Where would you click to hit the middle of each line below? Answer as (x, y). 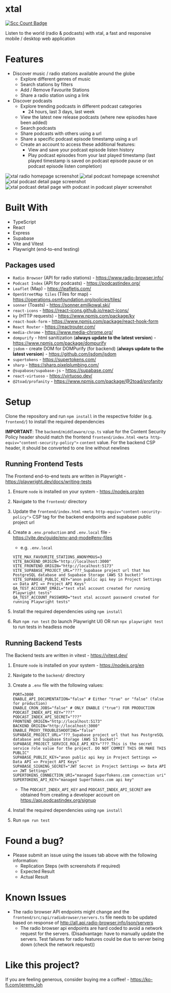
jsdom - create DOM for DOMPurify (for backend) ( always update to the (88, 348)
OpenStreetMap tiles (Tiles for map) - (52, 294)
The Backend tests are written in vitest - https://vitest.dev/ (66, 656)
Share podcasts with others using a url (61, 133)
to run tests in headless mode (44, 627)
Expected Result (38, 871)
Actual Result (34, 877)
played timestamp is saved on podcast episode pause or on (91, 161)
